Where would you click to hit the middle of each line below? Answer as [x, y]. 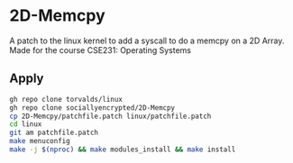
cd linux [26, 124]
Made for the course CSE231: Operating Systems [101, 50]
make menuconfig [40, 141]
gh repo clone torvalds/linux [66, 99]
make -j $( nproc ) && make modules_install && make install [123, 149]
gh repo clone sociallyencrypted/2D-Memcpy [92, 108]
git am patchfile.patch [54, 133]
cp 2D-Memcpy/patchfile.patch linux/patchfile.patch [110, 116]
